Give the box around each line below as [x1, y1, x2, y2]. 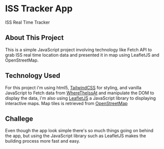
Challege [5, 114, 33, 123]
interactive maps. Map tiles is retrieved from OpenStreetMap [5, 100, 128, 106]
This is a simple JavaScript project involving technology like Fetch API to [5, 46, 152, 52]
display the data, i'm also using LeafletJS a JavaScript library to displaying [5, 95, 156, 101]
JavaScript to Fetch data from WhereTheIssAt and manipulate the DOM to [5, 90, 154, 96]
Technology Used [5, 72, 61, 80]
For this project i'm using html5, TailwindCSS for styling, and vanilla [5, 84, 142, 90]
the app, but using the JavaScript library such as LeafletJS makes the [5, 133, 146, 139]
